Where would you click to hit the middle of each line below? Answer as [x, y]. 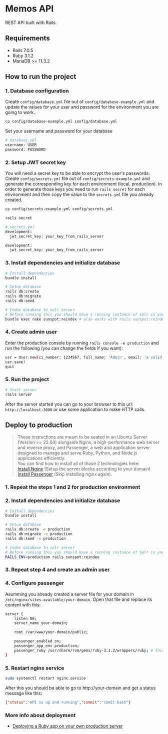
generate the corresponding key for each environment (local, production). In [84, 184]
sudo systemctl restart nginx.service [45, 678]
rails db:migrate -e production [39, 534]
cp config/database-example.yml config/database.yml [61, 121]
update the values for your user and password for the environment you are [82, 107]
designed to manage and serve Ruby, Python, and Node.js [77, 453]
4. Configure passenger [35, 583]
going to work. [20, 112]
